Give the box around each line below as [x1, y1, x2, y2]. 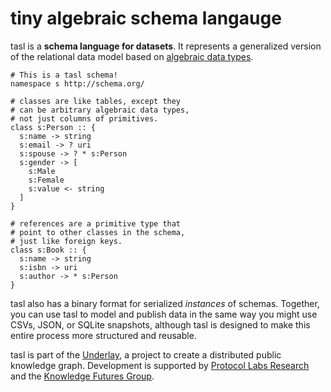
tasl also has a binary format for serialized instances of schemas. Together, [10, 297, 320, 309]
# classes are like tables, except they [10, 96, 182, 106]
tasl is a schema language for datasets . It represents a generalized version [10, 40, 322, 52]
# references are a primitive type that [10, 218, 182, 229]
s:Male [28, 166, 56, 176]
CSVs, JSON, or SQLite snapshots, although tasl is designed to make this [10, 318, 311, 331]
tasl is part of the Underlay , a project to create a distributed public [10, 348, 282, 361]
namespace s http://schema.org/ [10, 78, 145, 89]
